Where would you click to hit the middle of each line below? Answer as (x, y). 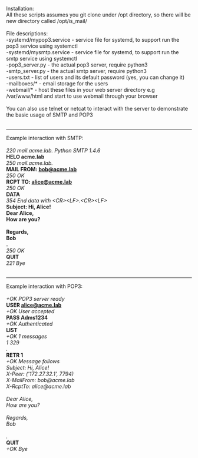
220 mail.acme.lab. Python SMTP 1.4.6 (53, 150)
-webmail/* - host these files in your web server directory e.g (80, 90)
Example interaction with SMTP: (45, 138)
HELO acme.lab (25, 157)
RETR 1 (15, 355)
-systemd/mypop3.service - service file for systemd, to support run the (93, 40)
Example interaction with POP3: (44, 286)
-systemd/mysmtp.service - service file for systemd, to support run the (93, 52)
